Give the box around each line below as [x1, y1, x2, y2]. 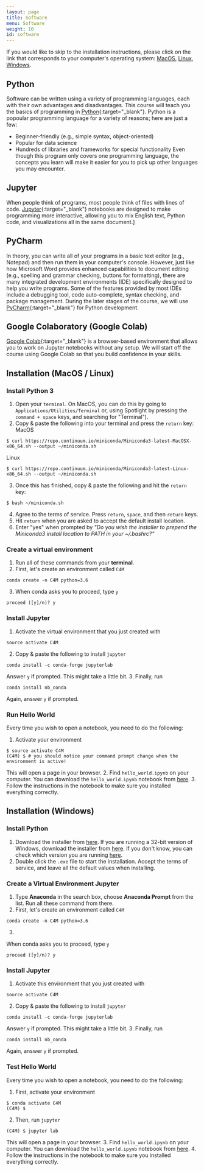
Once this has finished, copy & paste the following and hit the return [15, 482, 187, 489]
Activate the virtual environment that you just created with [15, 628, 161, 635]
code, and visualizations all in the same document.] [6, 218, 135, 225]
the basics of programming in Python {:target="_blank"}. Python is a [6, 108, 176, 115]
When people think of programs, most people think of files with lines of [6, 199, 185, 206]
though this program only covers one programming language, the [15, 152, 180, 159]
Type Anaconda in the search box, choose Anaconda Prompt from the [15, 893, 194, 900]
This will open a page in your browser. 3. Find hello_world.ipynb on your [6, 1138, 189, 1145]
